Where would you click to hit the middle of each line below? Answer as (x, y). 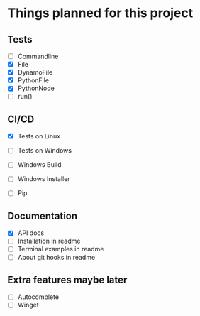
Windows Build (39, 165)
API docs (31, 233)
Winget (28, 305)
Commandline (38, 56)
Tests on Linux (39, 136)
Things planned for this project (100, 13)
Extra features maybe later (67, 279)
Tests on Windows (45, 151)
